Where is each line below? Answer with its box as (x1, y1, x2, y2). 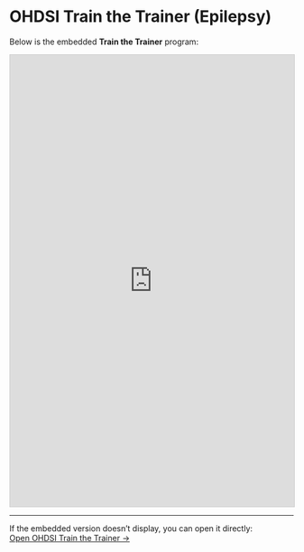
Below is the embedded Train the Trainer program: (9, 36, 199, 47)
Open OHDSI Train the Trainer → (9, 532, 131, 543)
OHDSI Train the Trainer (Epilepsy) (9, 6, 272, 27)
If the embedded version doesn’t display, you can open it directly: (9, 522, 253, 534)
